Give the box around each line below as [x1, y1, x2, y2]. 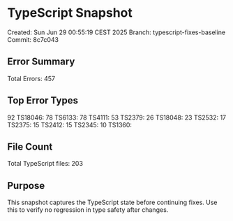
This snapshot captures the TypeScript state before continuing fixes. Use [7, 198, 218, 207]
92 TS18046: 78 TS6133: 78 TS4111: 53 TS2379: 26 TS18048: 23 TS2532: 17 [7, 113, 227, 122]
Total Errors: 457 [7, 74, 56, 83]
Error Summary [7, 56, 75, 68]
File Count [7, 141, 53, 152]
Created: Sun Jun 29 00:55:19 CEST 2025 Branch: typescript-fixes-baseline [7, 28, 226, 36]
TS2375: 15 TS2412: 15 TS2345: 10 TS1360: [7, 120, 133, 129]
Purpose [7, 180, 45, 192]
